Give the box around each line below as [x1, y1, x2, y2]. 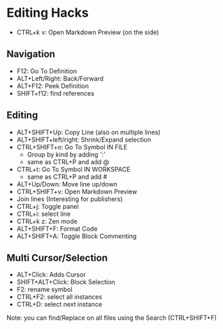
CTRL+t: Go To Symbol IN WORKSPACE [16, 165, 131, 173]
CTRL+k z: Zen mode [16, 217, 78, 225]
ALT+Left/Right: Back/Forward [16, 74, 104, 82]
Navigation [6, 48, 55, 60]
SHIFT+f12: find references [16, 89, 95, 97]
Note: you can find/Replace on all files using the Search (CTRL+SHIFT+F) [6, 314, 217, 322]
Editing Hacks [6, 5, 89, 21]
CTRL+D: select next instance [16, 300, 103, 309]
